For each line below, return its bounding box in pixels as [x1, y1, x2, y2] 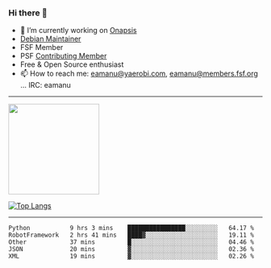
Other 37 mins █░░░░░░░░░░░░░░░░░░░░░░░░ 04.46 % [8, 238, 254, 246]
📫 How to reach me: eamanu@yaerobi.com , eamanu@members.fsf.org [19, 68, 258, 79]
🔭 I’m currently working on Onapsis [19, 26, 137, 35]
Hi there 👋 [8, 7, 48, 19]
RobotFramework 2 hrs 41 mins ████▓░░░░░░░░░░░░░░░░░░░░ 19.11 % [8, 231, 254, 240]
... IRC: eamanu [19, 80, 71, 90]
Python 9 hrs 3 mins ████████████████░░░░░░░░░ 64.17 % [8, 225, 254, 233]
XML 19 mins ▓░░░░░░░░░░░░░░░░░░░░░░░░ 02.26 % [8, 253, 254, 261]
